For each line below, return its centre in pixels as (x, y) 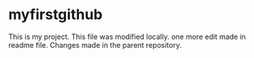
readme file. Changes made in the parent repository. (95, 44)
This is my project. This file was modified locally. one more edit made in (127, 37)
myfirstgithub (56, 15)
